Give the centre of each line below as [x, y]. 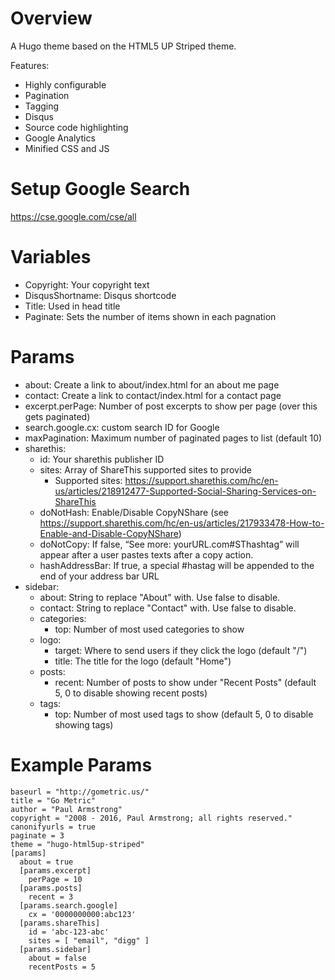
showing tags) [84, 724]
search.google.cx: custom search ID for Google [122, 427]
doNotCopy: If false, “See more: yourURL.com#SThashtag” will [169, 544]
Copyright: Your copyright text [87, 284]
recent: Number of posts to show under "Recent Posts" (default [185, 682]
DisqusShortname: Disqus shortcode [100, 295]
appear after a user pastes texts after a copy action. [146, 554]
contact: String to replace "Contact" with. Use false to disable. [168, 608]
